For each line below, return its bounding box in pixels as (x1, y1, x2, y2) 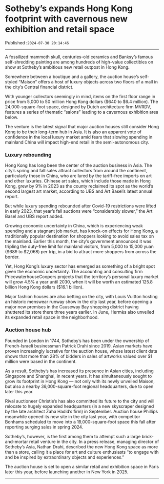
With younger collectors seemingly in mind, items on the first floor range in (5, 93, 156, 99)
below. (5, 114, 19, 120)
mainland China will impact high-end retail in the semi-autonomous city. (5, 139, 150, 145)
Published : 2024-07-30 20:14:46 (5, 40, 69, 45)
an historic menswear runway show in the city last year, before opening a (5, 299, 152, 305)
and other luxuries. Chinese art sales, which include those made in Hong (5, 178, 151, 184)
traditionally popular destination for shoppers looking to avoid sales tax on (5, 233, 154, 239)
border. (5, 254, 20, 260)
